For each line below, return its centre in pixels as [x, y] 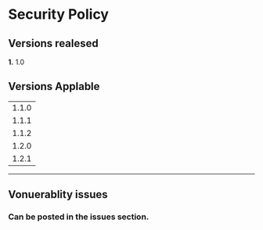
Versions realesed [54, 43]
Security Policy [59, 14]
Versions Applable [54, 86]
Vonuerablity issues [58, 194]
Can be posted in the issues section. [79, 217]
